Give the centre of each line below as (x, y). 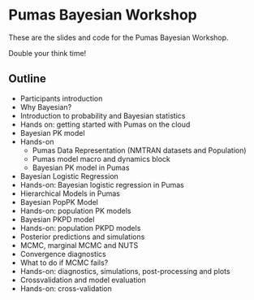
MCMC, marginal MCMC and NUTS (79, 245)
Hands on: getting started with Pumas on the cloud (105, 124)
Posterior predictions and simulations (82, 237)
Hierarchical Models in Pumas (70, 193)
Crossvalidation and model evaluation (83, 280)
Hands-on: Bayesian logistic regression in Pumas (102, 185)
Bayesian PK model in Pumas (81, 167)
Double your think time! (47, 53)
